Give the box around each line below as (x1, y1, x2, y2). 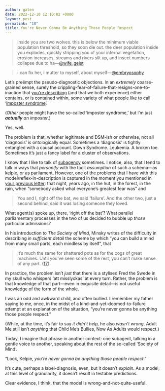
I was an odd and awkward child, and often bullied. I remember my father (5, 296, 154, 302)
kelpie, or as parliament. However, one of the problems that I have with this (5, 170, 157, 176)
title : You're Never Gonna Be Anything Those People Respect (5, 26, 133, 31)
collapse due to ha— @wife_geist (17, 60, 84, 66)
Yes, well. (5, 124, 25, 131)
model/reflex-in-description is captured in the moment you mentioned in (5, 175, 152, 181)
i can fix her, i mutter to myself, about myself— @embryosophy (17, 70, 144, 76)
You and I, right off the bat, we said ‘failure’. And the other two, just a (17, 195, 157, 201)
